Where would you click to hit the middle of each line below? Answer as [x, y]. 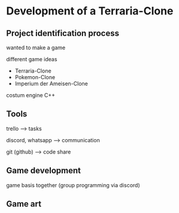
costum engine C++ [31, 95]
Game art [24, 204]
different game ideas [32, 59]
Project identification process [63, 33]
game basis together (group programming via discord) [73, 185]
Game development [43, 171]
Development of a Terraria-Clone [90, 11]
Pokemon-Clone [35, 77]
